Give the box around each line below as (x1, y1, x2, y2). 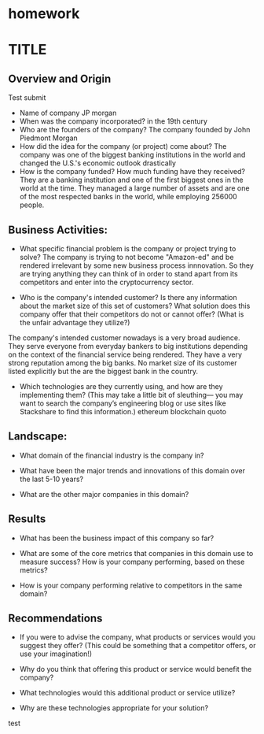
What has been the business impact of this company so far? (19, 533, 214, 543)
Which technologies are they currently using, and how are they (19, 382, 223, 391)
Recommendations (8, 612, 103, 625)
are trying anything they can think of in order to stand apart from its (19, 269, 238, 278)
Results (8, 513, 46, 526)
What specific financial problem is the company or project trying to (19, 244, 236, 253)
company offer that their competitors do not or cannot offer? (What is (19, 310, 244, 319)
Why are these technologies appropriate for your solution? (19, 703, 209, 713)
